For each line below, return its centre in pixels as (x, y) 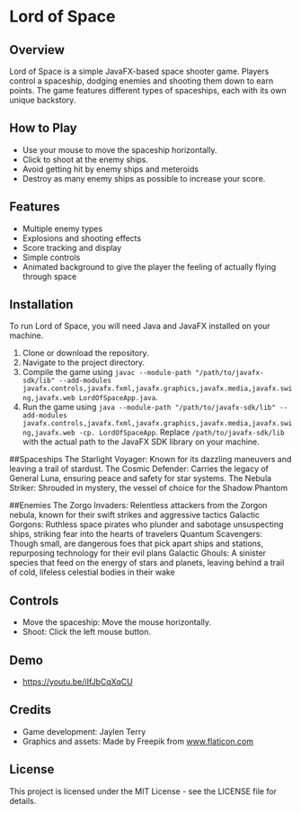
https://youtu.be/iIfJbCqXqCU (77, 682)
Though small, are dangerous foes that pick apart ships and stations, (137, 544)
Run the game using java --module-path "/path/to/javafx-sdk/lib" (149, 407)
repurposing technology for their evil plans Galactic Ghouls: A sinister (138, 553)
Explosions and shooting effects (82, 238)
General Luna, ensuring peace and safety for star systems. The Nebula (141, 478)
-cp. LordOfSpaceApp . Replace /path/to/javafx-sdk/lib (182, 433)
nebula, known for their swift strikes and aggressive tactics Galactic (135, 515)
